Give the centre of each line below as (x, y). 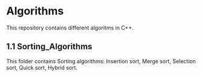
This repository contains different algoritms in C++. (70, 28)
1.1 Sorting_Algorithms (49, 47)
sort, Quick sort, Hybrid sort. (42, 67)
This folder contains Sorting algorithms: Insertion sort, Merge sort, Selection (101, 61)
